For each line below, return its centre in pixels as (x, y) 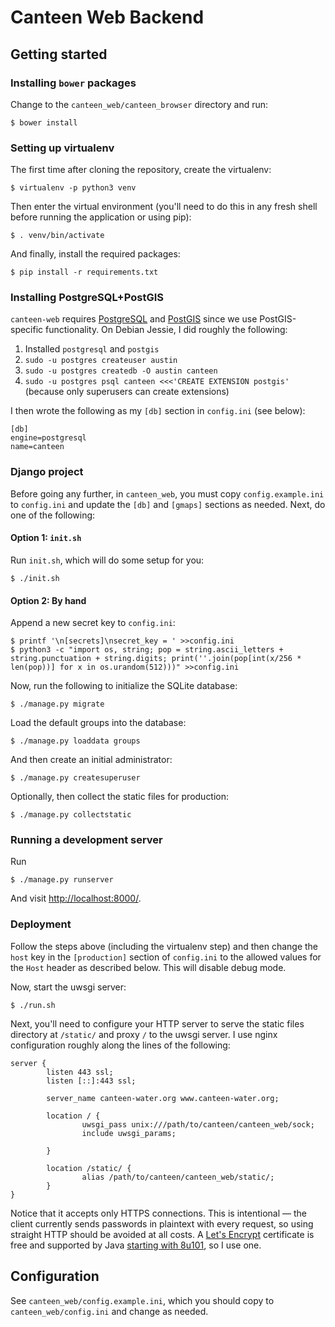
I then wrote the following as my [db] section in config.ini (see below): (158, 411)
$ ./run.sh (33, 1005)
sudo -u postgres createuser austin (101, 361)
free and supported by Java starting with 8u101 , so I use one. (136, 1245)
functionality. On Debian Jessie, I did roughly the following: (166, 330)
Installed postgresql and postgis (92, 349)
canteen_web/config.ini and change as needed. (109, 1311)
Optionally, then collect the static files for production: (120, 797)
